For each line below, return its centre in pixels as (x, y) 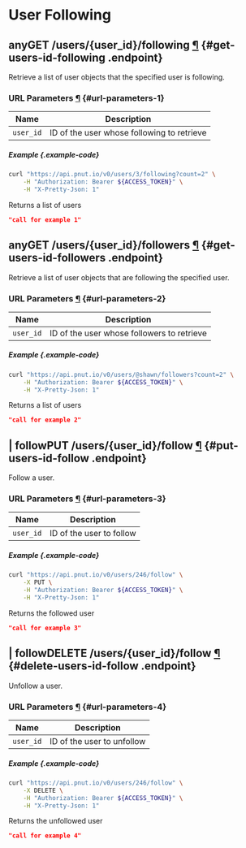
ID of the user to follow (93, 534)
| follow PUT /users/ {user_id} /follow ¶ (105, 446)
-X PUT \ (38, 582)
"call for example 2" (45, 420)
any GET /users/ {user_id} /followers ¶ (104, 245)
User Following (60, 15)
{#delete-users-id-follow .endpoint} (102, 666)
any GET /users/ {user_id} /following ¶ (104, 45)
